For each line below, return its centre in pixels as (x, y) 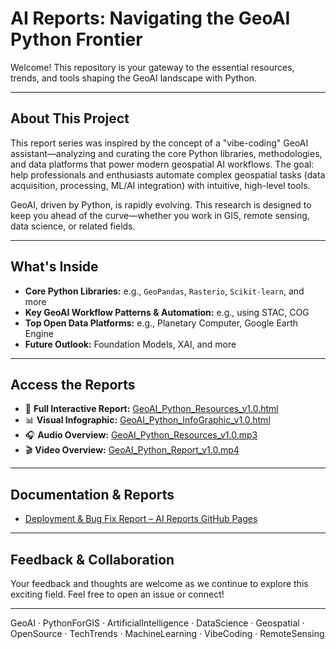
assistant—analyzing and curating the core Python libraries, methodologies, (166, 153)
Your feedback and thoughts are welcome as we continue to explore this (159, 583)
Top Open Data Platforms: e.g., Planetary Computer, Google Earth (161, 323)
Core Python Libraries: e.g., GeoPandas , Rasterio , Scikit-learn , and (164, 291)
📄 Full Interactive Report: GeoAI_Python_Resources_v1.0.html (151, 409)
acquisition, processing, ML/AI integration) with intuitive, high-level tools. (160, 185)
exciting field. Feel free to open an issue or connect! (117, 594)
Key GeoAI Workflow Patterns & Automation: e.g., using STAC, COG (167, 312)
